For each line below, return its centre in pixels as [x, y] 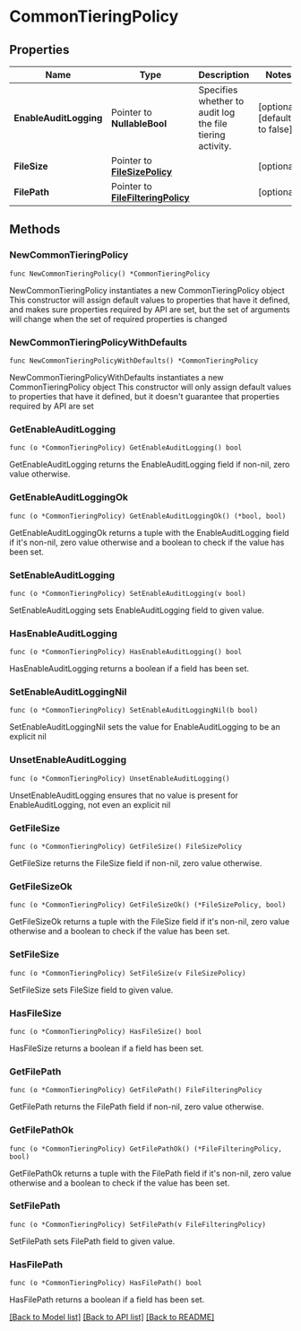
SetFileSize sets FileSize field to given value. [91, 990]
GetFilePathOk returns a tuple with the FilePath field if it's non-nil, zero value [150, 1173]
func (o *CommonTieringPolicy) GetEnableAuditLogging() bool [126, 448]
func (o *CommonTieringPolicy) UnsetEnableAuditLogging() [120, 778]
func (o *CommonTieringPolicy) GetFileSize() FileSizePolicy [126, 847]
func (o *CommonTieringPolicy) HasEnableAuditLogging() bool [126, 652]
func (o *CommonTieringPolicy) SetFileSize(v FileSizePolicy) [128, 973]
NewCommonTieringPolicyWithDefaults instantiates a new [116, 377]
